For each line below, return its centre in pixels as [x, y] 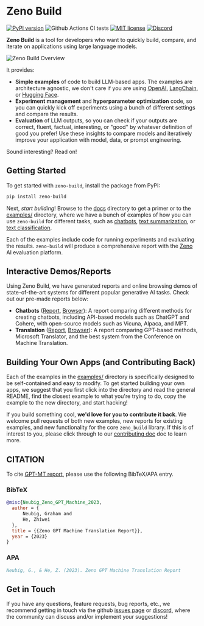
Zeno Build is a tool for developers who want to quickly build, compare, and [101, 40]
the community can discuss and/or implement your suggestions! [87, 617]
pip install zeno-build [37, 196]
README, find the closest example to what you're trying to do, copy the [96, 396]
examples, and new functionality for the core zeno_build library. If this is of [100, 428]
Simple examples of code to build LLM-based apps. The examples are [104, 82]
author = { [26, 508]
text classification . [29, 228]
